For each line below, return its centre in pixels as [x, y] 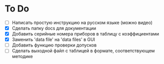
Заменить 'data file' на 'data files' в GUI [53, 39]
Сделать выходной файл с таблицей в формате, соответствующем [83, 51]
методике [22, 56]
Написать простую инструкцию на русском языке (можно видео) [82, 22]
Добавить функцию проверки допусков [54, 45]
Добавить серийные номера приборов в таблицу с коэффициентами [85, 34]
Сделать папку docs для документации [54, 28]
